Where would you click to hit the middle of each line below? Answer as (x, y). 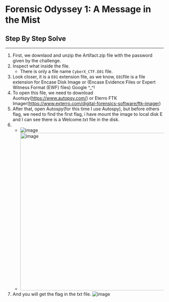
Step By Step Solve (36, 39)
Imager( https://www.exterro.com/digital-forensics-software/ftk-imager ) (87, 103)
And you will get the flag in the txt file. (52, 294)
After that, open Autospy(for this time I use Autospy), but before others (86, 109)
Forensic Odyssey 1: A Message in (78, 9)
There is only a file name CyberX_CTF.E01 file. (66, 71)
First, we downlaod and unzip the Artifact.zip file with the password (82, 55)
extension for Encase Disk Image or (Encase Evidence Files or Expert (84, 82)
